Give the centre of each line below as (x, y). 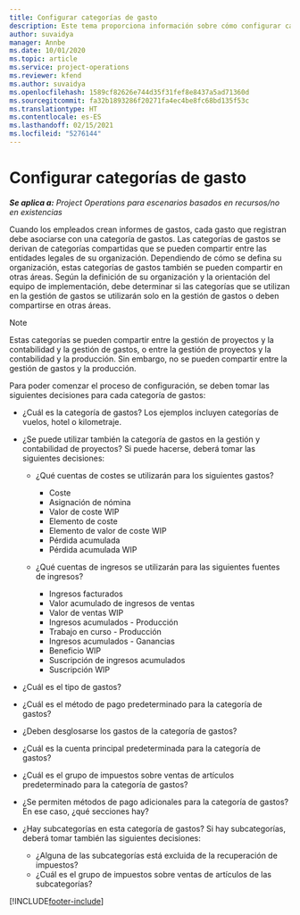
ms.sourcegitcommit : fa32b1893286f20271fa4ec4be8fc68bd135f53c (129, 100)
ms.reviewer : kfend (46, 76)
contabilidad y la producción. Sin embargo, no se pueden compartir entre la (148, 359)
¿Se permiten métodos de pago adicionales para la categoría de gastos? (155, 802)
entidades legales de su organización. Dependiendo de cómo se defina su (146, 258)
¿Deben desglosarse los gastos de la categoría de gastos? (129, 731)
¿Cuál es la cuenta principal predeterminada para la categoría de (141, 748)
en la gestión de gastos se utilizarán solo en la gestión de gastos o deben (144, 295)
